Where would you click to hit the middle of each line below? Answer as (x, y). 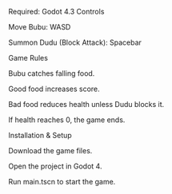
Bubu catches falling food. (52, 73)
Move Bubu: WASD (40, 27)
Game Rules (28, 58)
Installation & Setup (40, 135)
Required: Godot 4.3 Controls (56, 12)
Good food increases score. (54, 89)
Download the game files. (50, 150)
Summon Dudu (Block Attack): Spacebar (75, 42)
